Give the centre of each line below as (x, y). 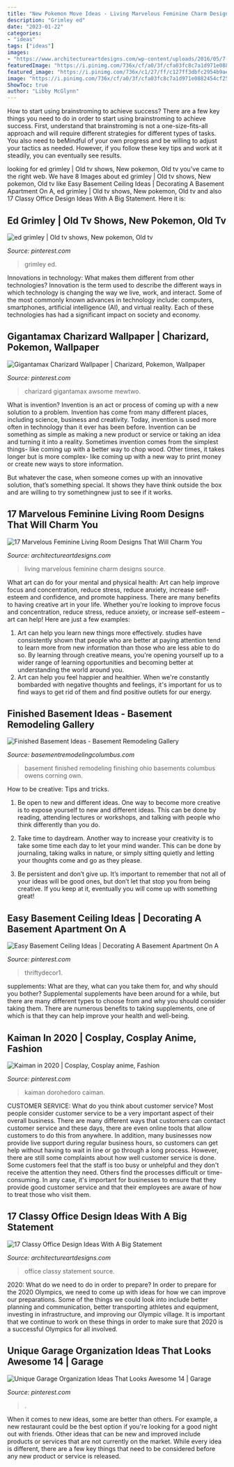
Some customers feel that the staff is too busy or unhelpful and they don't (113, 1165)
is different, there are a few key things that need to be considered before (111, 1448)
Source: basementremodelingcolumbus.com (71, 755)
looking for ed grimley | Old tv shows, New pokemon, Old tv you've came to (116, 169)
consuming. (24, 1180)
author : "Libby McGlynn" (43, 91)
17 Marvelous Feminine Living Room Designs (106, 514)
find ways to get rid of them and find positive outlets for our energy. (115, 692)
